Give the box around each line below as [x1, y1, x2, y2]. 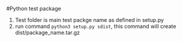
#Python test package [6, 5, 62, 12]
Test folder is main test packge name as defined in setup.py [15, 17, 164, 23]
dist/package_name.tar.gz [15, 29, 80, 36]
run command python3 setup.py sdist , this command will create [15, 23, 177, 30]
